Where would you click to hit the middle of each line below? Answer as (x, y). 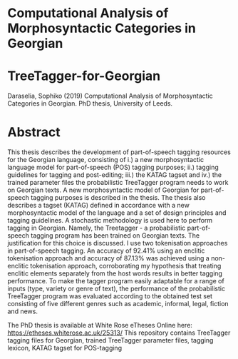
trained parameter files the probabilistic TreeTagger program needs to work (118, 183)
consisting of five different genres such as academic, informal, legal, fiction (118, 304)
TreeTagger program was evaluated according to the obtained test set (110, 296)
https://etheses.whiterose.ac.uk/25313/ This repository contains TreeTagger (119, 333)
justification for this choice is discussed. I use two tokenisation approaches (118, 243)
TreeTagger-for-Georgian (84, 76)
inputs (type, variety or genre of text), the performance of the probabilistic (117, 289)
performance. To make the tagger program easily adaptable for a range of (116, 281)
